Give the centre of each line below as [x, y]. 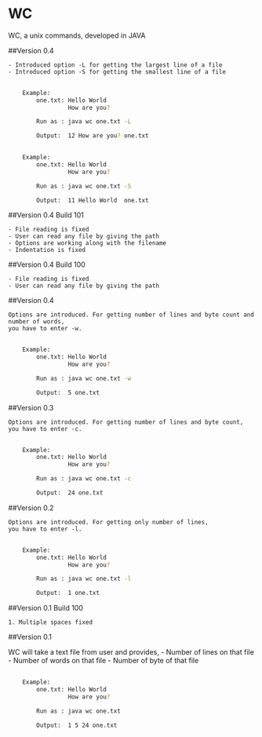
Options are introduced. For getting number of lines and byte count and [131, 315]
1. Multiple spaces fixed [50, 622]
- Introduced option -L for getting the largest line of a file [115, 65]
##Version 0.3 [31, 407]
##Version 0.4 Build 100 [47, 265]
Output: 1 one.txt [68, 593]
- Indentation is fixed [47, 250]
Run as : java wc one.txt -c [84, 479]
